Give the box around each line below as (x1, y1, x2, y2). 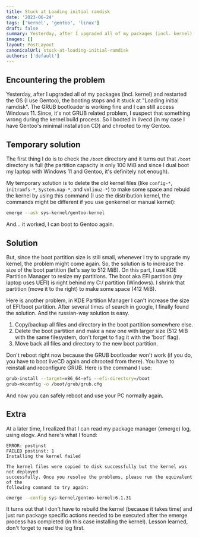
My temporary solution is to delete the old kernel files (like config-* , (6, 180, 173, 187)
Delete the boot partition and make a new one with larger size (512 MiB (14, 327, 188, 334)
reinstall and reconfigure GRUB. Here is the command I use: (6, 364, 153, 371)
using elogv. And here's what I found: (6, 431, 98, 438)
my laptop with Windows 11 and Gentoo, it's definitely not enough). (6, 168, 169, 175)
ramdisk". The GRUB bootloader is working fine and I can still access (6, 103, 174, 111)
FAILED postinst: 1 (6, 448, 55, 454)
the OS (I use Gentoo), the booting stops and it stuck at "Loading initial (6, 97, 179, 104)
